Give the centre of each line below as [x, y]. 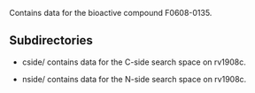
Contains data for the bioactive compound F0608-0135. [111, 13]
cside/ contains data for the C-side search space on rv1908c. [134, 62]
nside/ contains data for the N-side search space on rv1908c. [134, 79]
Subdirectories [51, 40]
